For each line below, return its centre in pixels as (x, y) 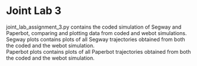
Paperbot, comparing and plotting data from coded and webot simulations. (96, 33)
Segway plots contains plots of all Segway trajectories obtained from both (96, 39)
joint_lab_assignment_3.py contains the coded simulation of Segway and (94, 27)
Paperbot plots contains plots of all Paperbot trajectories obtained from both (98, 51)
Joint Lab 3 (34, 11)
